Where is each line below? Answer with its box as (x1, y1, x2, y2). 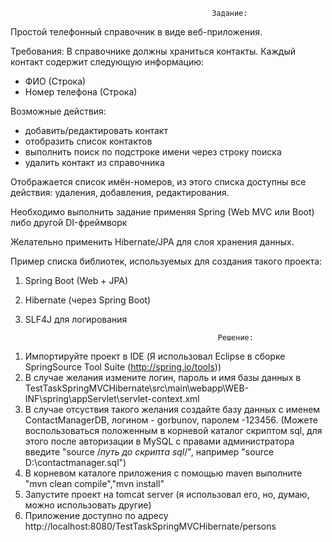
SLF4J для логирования (24, 314, 128, 325)
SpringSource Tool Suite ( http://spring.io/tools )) (24, 361, 222, 373)
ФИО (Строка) (24, 75, 87, 87)
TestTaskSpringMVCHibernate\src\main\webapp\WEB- (24, 382, 250, 394)
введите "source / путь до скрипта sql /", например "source (24, 446, 275, 458)
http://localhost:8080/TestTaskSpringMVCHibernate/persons (24, 520, 277, 532)
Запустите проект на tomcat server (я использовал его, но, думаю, (24, 489, 310, 500)
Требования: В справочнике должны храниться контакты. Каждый (10, 45, 296, 57)
